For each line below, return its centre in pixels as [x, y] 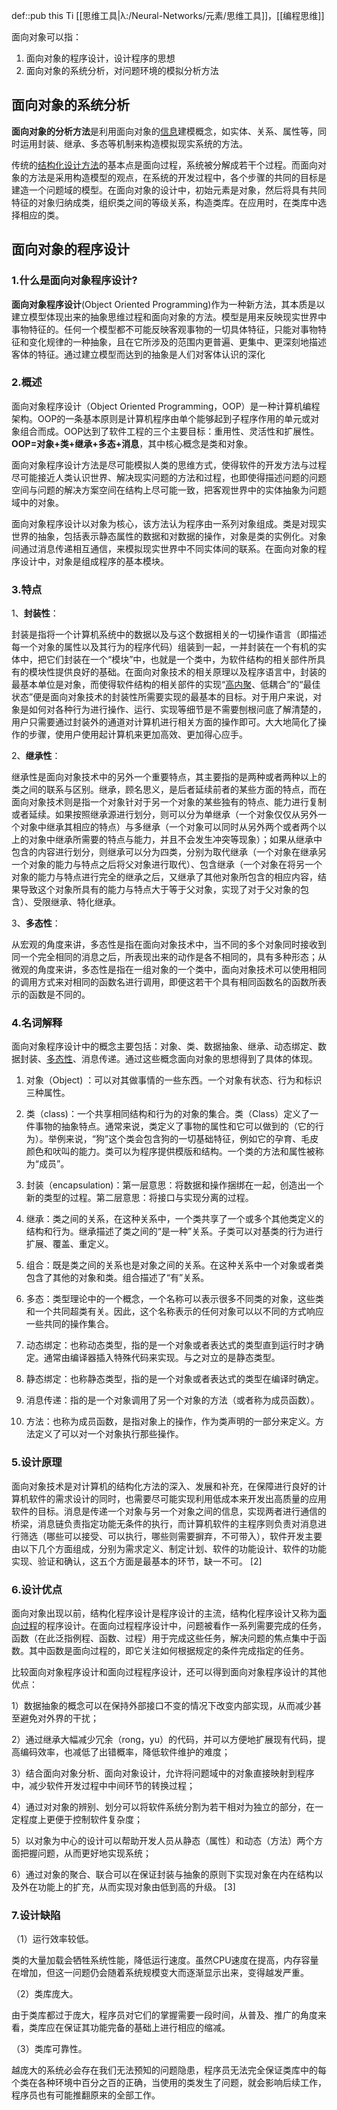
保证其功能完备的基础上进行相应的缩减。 [147, 2028]
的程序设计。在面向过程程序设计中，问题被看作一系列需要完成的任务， [182, 1625]
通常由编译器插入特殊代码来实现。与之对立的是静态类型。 [162, 1358]
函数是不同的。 [59, 995]
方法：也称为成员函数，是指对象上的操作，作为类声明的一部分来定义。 [170, 1421]
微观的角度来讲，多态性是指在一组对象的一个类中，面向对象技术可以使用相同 [169, 970]
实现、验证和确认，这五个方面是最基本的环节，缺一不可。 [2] [137, 1561]
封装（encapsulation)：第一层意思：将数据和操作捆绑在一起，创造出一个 [174, 1185]
